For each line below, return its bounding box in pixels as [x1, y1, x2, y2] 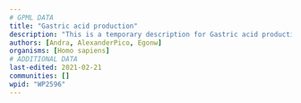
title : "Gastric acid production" [9, 21, 139, 30]
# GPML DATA [9, 13, 54, 22]
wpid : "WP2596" [9, 80, 66, 89]
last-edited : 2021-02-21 [9, 64, 102, 73]
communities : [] [9, 72, 70, 81]
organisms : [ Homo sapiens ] [9, 47, 110, 56]
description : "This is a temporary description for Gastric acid [9, 30, 258, 39]
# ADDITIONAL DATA [9, 55, 78, 64]
